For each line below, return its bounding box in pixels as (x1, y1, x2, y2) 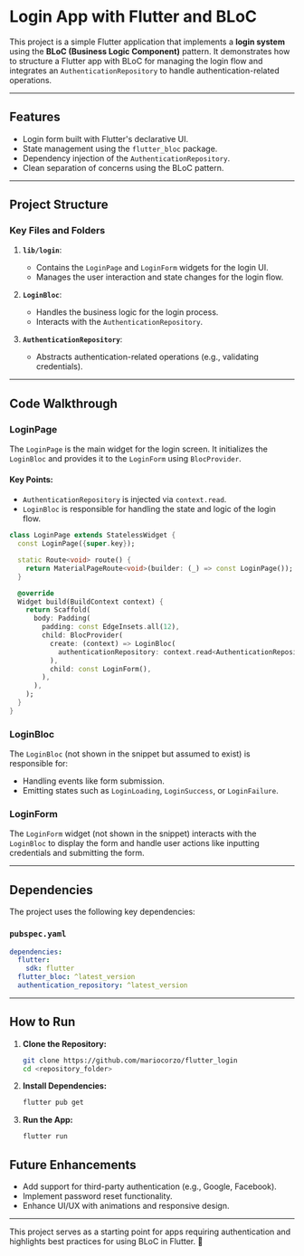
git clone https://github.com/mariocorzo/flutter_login (22, 1056, 238, 1065)
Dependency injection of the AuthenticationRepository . (22, 152, 231, 164)
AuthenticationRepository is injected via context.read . (22, 494, 227, 505)
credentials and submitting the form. (9, 848, 145, 859)
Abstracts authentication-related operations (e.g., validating (35, 351, 260, 363)
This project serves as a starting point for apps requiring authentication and (9, 1226, 291, 1237)
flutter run (22, 1132, 68, 1141)
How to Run (9, 1014, 76, 1030)
